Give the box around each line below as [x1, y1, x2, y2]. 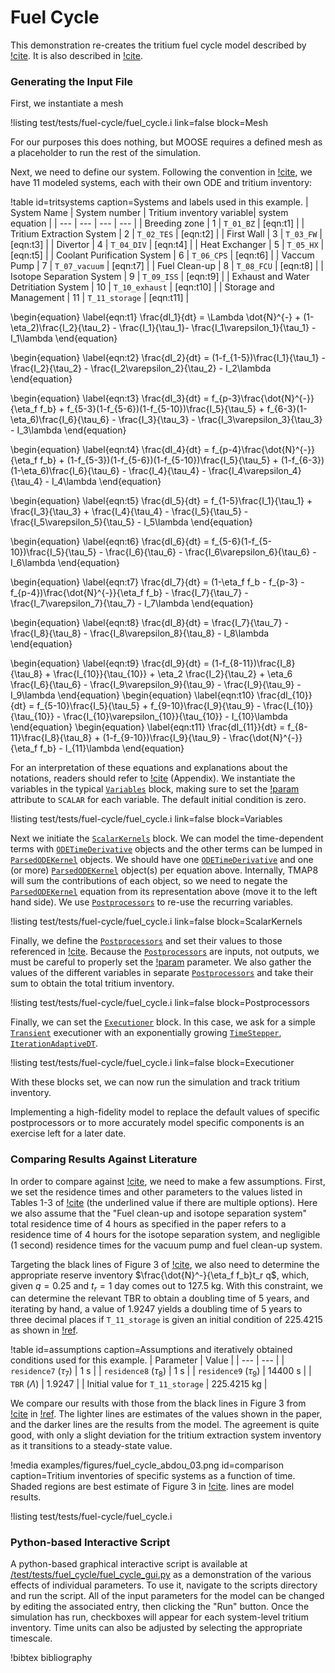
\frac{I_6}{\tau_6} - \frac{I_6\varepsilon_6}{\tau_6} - [105, 546, 317, 558]
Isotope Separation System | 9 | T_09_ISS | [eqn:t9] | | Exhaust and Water [10, 271, 310, 283]
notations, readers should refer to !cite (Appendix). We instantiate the [10, 772, 296, 785]
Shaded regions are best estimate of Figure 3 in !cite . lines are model [10, 1481, 295, 1493]
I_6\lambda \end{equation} [10, 557, 121, 569]
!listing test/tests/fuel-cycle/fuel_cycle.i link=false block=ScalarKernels [10, 916, 303, 928]
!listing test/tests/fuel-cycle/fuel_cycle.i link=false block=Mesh [10, 117, 268, 129]
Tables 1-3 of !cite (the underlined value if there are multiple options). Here [10, 1196, 318, 1208]
